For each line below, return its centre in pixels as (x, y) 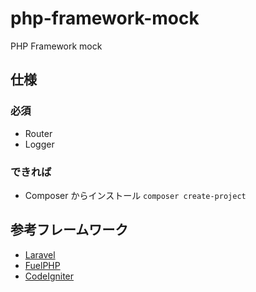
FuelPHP (42, 265)
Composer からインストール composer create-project (135, 195)
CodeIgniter (49, 276)
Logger (39, 144)
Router (38, 133)
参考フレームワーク (69, 230)
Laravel (40, 254)
